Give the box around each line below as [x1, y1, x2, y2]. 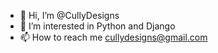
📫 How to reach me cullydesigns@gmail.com [19, 31, 208, 43]
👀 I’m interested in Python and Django [19, 20, 176, 32]
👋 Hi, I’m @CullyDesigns [19, 10, 120, 21]
